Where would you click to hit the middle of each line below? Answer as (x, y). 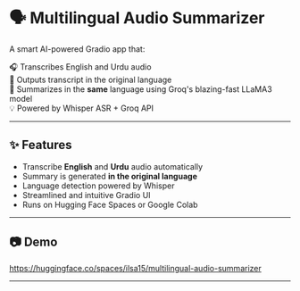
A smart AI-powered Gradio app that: (77, 49)
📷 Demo (33, 242)
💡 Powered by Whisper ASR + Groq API (82, 108)
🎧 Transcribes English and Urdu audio (80, 67)
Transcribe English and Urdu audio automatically (112, 166)
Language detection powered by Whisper (98, 186)
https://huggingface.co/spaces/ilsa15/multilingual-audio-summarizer (135, 268)
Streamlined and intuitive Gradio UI (86, 195)
